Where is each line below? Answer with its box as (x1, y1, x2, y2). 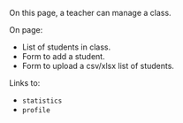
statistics (21, 96, 63, 105)
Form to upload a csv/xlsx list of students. (21, 61, 175, 71)
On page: (9, 25, 43, 35)
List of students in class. (21, 42, 111, 52)
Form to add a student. (21, 51, 105, 61)
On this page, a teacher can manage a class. (9, 8, 172, 18)
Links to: (9, 78, 41, 88)
